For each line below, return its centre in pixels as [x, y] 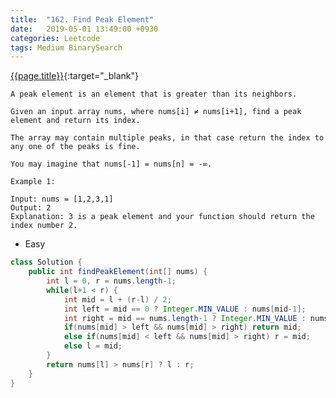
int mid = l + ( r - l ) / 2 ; [117, 299]
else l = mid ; [93, 346]
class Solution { [46, 262]
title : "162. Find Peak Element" [82, 19]
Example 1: [33, 182]
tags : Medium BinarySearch [66, 47]
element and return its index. [75, 121]
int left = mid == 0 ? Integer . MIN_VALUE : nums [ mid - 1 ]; [185, 309]
